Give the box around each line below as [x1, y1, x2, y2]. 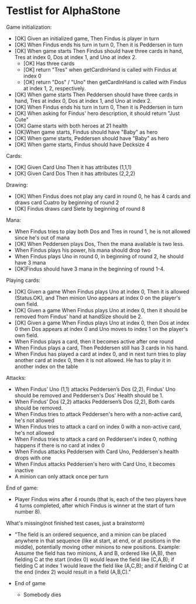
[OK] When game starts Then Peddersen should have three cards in [14, 91, 178, 98]
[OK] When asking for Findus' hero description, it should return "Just [14, 110, 180, 117]
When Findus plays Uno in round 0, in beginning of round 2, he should [14, 252, 184, 259]
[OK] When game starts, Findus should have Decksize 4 [14, 141, 150, 148]
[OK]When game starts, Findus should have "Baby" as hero [14, 128, 158, 136]
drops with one [14, 454, 51, 461]
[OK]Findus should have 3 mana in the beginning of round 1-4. [14, 265, 165, 272]
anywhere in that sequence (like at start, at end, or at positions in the [14, 537, 180, 544]
